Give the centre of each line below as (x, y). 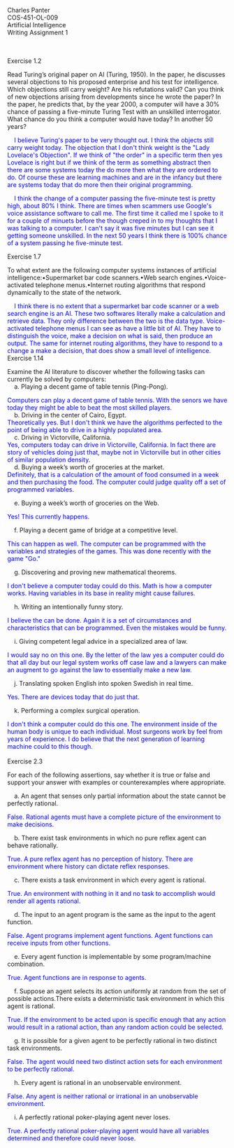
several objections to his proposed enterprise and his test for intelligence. (113, 82)
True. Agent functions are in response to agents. (77, 977)
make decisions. (31, 824)
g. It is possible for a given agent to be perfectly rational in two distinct (115, 1040)
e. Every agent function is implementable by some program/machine (112, 956)
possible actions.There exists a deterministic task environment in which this (116, 998)
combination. (26, 964)
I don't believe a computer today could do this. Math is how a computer (110, 586)
